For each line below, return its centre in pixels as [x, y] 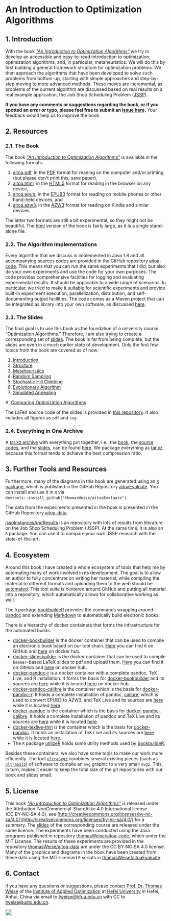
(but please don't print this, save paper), [55, 178]
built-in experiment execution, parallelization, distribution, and [70, 293]
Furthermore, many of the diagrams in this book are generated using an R [82, 481]
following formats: [24, 162]
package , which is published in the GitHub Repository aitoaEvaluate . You [82, 487]
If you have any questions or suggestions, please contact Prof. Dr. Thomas [84, 886]
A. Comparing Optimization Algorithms [46, 403]
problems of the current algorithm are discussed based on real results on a [84, 89]
